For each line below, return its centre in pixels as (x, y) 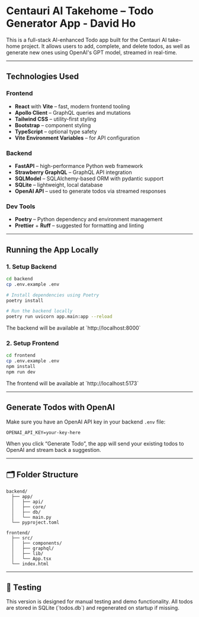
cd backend (20, 279)
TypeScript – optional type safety (56, 131)
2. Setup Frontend (33, 343)
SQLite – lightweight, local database (59, 185)
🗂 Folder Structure (42, 475)
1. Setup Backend (32, 266)
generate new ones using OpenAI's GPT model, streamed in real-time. (92, 52)
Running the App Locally (52, 250)
